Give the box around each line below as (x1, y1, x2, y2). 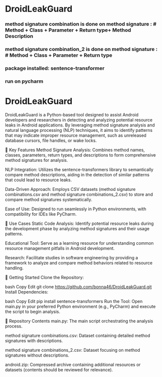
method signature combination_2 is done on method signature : (5, 46, 158, 53)
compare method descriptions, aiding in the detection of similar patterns (5, 172, 149, 177)
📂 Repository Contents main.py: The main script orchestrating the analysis (5, 318, 154, 324)
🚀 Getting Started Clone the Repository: (5, 274, 84, 280)
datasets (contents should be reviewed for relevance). (5, 367, 113, 373)
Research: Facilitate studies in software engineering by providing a (5, 254, 138, 260)
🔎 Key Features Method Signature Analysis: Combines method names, (5, 147, 145, 153)
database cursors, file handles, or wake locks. (5, 137, 97, 143)
